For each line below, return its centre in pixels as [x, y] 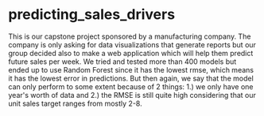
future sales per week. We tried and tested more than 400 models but [122, 62]
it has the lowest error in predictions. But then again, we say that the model [131, 78]
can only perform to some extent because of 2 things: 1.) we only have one [131, 86]
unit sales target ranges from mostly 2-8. [75, 103]
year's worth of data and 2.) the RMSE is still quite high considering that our [132, 95]
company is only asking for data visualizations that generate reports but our [132, 44]
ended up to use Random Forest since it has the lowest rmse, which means [131, 69]
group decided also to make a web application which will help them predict [131, 53]
